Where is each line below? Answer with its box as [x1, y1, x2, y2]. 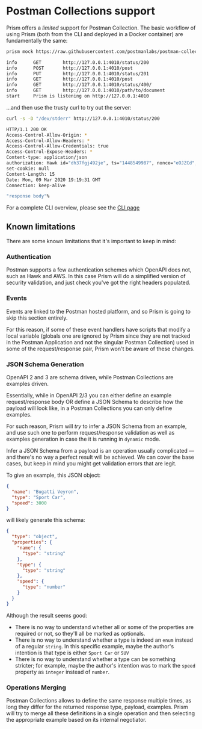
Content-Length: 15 [6, 171, 55, 177]
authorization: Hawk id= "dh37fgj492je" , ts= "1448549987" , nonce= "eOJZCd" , [6, 160, 198, 166]
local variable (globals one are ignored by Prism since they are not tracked [6, 332, 191, 340]
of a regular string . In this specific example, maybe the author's [14, 642, 174, 650]
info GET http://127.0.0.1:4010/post [6, 76, 133, 82]
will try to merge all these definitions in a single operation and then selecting [6, 709, 195, 717]
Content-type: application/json [6, 155, 87, 161]
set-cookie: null [6, 166, 50, 172]
